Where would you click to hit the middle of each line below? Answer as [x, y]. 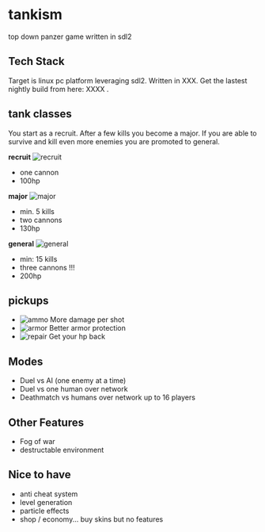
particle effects [44, 511]
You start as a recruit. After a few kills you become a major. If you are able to [132, 133]
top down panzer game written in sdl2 [70, 36]
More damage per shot [87, 320]
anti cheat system [49, 494]
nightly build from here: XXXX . [59, 89]
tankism [36, 15]
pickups [28, 300]
